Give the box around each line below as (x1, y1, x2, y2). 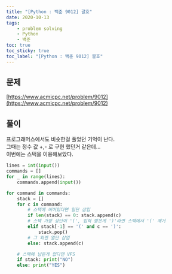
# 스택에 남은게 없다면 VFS (17, 251, 76, 257)
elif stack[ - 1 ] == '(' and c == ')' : (27, 224, 121, 230)
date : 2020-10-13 (6, 14, 50, 20)
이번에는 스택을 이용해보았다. (6, 150, 73, 158)
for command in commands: (6, 190, 70, 196)
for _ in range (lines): (6, 174, 66, 180)
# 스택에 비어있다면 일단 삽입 (27, 207, 91, 213)
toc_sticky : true (6, 48, 50, 54)
